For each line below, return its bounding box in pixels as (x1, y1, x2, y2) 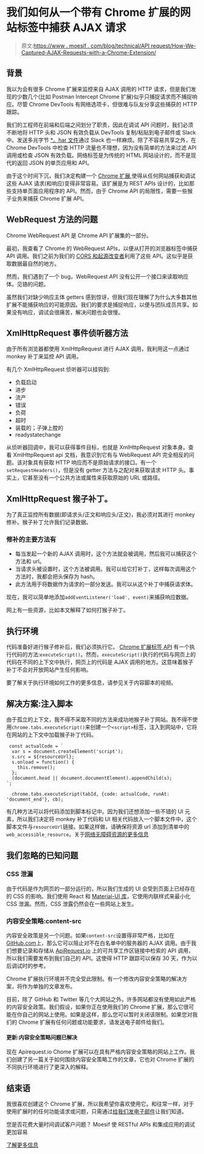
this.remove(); (17, 765, 56, 771)
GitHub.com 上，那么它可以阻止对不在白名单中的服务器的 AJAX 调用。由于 (6, 939, 191, 947)
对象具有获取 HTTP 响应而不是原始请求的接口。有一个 (22, 459, 157, 466)
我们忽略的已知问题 (6, 850, 78, 861)
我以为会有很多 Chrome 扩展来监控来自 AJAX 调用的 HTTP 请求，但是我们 (6, 85, 191, 92)
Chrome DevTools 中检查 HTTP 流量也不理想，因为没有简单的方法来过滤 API (6, 144, 197, 151)
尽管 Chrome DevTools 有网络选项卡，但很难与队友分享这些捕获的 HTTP (16, 100, 197, 108)
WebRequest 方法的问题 (6, 214, 98, 225)
